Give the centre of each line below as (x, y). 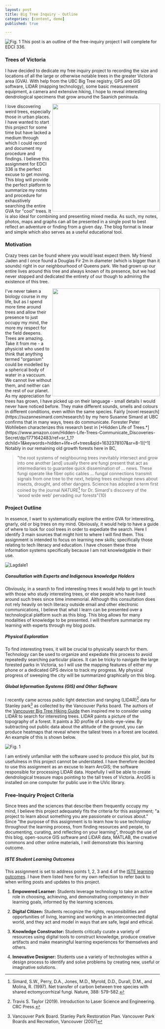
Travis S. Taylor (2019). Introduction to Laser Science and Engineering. (84, 1001)
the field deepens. (23, 333)
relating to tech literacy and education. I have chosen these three (71, 545)
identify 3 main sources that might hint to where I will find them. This (74, 534)
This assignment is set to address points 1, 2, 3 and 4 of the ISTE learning (79, 872)
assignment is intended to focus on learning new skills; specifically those (79, 540)
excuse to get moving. (27, 174)
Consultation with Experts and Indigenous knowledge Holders (70, 576)
